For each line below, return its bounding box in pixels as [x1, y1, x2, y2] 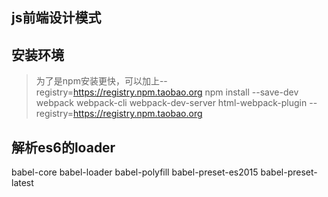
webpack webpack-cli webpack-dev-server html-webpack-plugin [35, 97, 308, 109]
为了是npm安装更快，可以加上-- [35, 75, 168, 87]
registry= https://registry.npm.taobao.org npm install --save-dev [35, 86, 299, 98]
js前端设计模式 [11, 9, 102, 27]
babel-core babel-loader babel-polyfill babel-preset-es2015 [11, 166, 259, 178]
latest [11, 177, 34, 189]
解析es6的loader [11, 139, 116, 156]
